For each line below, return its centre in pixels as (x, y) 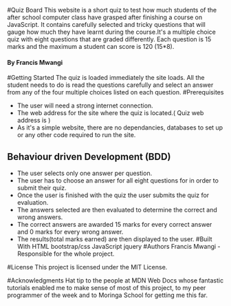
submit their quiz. (42, 188)
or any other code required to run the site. (76, 135)
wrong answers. (40, 217)
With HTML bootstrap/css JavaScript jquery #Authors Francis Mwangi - (119, 247)
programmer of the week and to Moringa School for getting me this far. (108, 295)
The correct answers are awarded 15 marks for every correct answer (114, 225)
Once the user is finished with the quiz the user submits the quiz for (113, 195)
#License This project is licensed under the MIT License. (87, 267)
